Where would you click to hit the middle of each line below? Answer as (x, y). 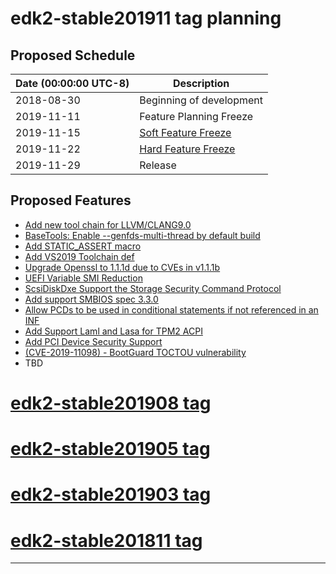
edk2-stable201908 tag (111, 403)
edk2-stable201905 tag (110, 449)
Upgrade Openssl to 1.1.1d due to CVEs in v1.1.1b (122, 267)
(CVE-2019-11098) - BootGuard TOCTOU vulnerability (135, 352)
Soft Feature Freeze (185, 132)
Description (201, 83)
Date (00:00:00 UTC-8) (72, 83)
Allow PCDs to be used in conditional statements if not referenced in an (171, 309)
